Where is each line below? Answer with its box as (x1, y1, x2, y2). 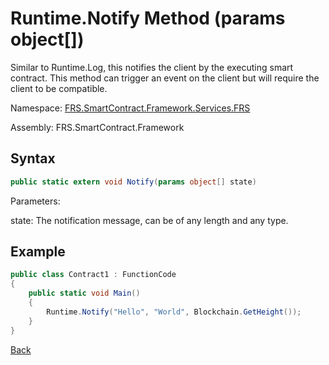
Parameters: (10, 195, 61, 207)
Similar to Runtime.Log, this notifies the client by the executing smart (10, 61, 294, 73)
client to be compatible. (10, 82, 108, 94)
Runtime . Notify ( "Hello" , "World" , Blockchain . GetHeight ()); (46, 307, 302, 317)
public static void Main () (28, 288, 141, 299)
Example (10, 243, 66, 261)
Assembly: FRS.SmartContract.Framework (10, 121, 185, 133)
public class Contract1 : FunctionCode (10, 270, 177, 280)
